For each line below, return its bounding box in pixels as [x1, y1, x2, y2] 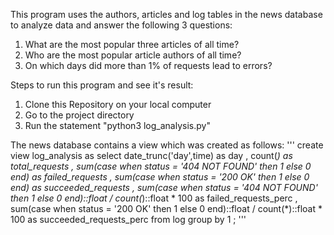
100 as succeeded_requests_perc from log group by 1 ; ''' [10, 214, 247, 225]
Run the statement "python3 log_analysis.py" [24, 120, 211, 131]
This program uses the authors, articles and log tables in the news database [10, 9, 323, 20]
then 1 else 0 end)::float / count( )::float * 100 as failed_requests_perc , [10, 192, 298, 204]
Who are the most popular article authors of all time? [24, 49, 242, 61]
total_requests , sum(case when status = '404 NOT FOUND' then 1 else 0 [10, 160, 312, 172]
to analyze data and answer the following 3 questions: [10, 19, 233, 31]
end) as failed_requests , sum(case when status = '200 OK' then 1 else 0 [10, 171, 310, 183]
